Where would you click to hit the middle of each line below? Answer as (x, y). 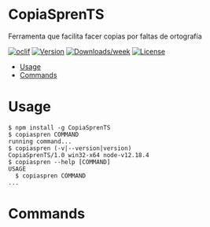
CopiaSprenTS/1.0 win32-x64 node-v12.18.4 (79, 155)
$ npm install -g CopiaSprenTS (59, 127)
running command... (40, 141)
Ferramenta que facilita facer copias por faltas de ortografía (105, 36)
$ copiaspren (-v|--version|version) (70, 148)
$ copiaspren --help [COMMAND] (59, 162)
